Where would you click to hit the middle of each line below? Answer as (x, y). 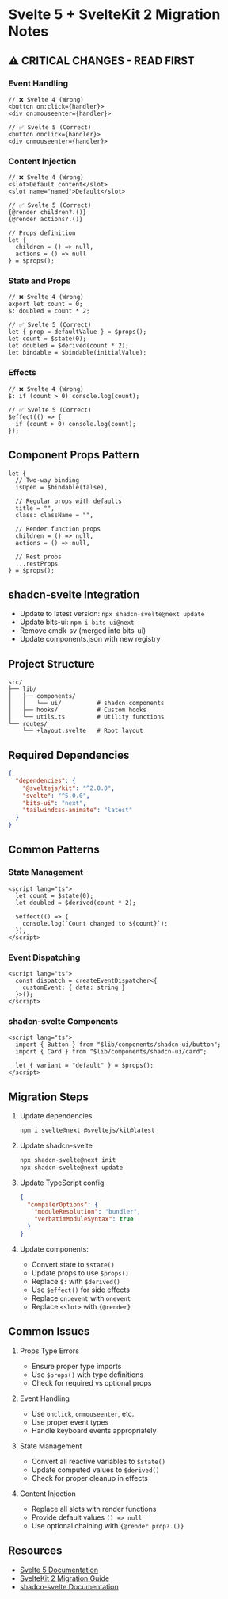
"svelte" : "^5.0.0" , (56, 796)
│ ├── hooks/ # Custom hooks (78, 710)
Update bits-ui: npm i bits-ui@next (77, 622)
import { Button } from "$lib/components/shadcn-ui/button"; (118, 1045)
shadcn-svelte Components (63, 1021)
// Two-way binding (47, 480)
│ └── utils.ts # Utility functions (86, 717)
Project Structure (51, 664)
